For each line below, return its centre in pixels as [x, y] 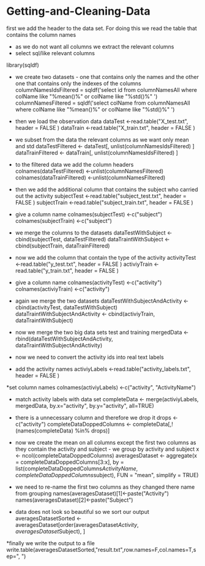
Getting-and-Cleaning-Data [79, 11]
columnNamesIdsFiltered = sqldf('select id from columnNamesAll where [106, 89]
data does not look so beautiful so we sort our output [82, 511]
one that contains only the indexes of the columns [78, 83]
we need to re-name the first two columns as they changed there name [105, 487]
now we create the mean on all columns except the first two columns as [106, 442]
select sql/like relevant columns [55, 53]
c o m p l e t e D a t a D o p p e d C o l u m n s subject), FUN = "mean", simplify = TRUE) [107, 475]
